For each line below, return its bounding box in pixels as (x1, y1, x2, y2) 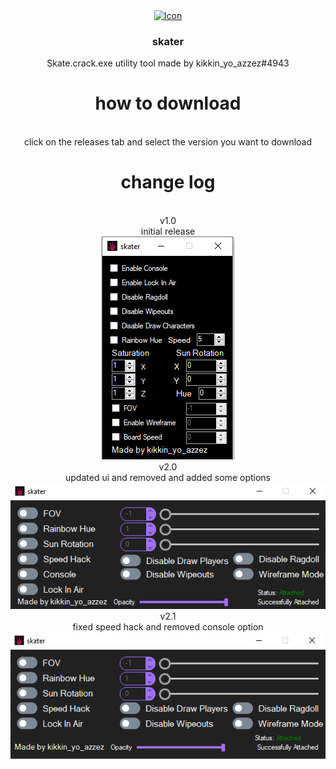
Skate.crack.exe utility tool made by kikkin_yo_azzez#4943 (46, 57, 290, 69)
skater (151, 34, 185, 48)
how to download (94, 92, 242, 115)
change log (120, 171, 216, 194)
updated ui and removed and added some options (65, 472, 271, 484)
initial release (140, 225, 196, 238)
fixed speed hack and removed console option (72, 621, 264, 633)
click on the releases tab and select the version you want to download (23, 136, 313, 148)
